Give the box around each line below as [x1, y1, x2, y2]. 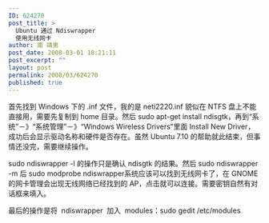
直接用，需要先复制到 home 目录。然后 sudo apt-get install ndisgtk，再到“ [8, 111, 252, 121]
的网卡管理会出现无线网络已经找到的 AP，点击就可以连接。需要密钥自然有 [8, 178, 251, 188]
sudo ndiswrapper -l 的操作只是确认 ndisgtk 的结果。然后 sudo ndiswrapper [8, 158, 259, 168]
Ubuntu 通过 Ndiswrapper [15, 26, 96, 34]
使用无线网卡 [15, 34, 52, 42]
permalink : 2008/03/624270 [8, 71, 98, 79]
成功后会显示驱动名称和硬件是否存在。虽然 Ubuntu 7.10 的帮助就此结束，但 [8, 131, 254, 141]
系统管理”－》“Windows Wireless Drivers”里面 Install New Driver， [35, 121, 255, 131]
